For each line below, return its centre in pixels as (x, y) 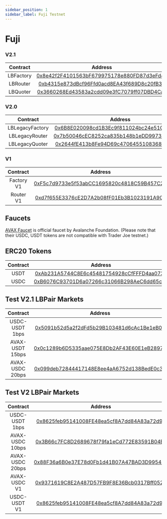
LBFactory (20, 75)
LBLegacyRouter (28, 136)
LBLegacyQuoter (28, 144)
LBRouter (20, 83)
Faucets (18, 218)
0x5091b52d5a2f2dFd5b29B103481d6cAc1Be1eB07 (100, 328)
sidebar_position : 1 (27, 10)
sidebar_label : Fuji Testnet (35, 14)
